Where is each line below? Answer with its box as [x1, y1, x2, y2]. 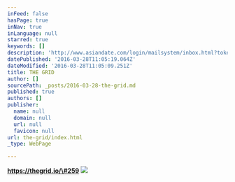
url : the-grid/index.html [7, 134, 83, 141]
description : [7, 50, 45, 57]
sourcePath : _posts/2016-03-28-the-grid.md [7, 82, 136, 89]
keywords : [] [7, 43, 45, 50]
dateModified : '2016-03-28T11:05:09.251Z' [7, 62, 133, 69]
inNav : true [7, 23, 42, 30]
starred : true [7, 36, 49, 43]
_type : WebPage [7, 141, 52, 148]
